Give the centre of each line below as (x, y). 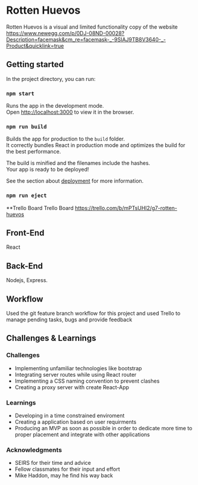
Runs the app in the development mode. (55, 106)
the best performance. (34, 152)
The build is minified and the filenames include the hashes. (78, 163)
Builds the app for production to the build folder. (66, 139)
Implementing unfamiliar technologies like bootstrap (78, 368)
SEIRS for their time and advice (53, 463)
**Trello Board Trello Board (40, 208)
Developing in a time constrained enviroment (70, 416)
